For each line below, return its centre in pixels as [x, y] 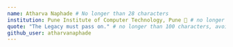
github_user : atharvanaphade [49, 33]
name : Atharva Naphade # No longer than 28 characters [88, 13]
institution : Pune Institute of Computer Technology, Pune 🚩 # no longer [116, 20]
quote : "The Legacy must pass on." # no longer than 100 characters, [110, 26]
